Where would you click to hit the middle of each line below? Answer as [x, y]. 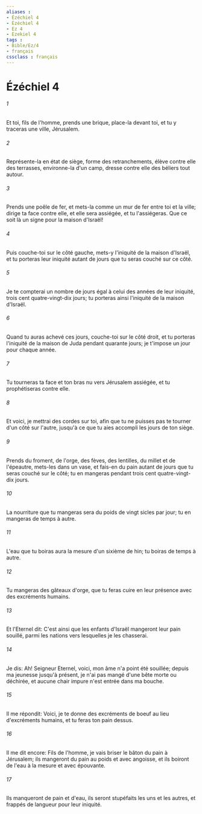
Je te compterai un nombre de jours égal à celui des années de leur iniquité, [101, 291]
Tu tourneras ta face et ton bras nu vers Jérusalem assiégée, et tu [88, 382]
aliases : [19, 12]
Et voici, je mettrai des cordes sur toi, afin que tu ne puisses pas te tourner [99, 422]
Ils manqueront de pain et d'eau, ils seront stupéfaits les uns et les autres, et [101, 798]
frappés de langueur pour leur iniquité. [54, 804]
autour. [15, 174]
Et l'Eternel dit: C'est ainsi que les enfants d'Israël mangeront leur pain [93, 629]
